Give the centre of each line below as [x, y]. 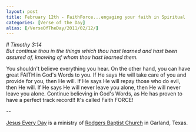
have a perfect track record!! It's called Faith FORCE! [70, 100]
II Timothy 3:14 [24, 45]
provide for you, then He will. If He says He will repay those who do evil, [93, 81]
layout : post [22, 11]
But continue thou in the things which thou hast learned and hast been [92, 51]
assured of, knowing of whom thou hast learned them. [72, 57]
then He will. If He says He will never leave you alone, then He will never [93, 88]
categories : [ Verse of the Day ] [46, 22]
